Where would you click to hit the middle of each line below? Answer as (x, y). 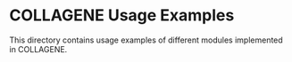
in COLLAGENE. (38, 49)
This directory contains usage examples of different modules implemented (146, 40)
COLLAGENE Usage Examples (122, 15)
